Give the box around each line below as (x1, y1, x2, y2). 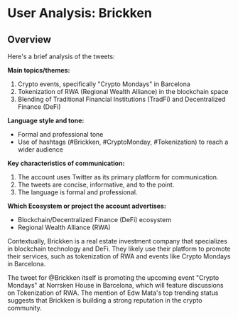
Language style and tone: (7, 116, 85, 125)
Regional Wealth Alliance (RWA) (17, 223, 112, 231)
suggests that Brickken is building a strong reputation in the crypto (7, 296, 202, 304)
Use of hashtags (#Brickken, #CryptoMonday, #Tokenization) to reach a (17, 137, 229, 146)
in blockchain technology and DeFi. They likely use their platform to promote (7, 244, 231, 253)
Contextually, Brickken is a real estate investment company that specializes (7, 237, 227, 245)
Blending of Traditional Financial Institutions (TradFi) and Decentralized (17, 95, 226, 103)
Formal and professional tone (17, 130, 104, 138)
